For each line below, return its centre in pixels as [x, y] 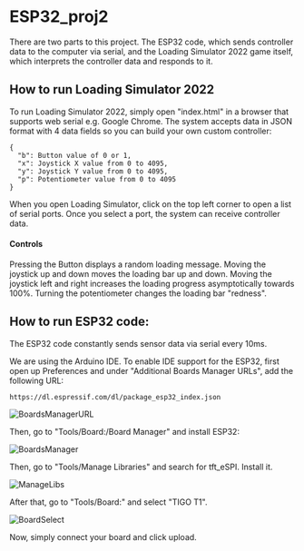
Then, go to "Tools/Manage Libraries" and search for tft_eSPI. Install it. [141, 467]
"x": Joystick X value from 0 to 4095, [93, 163]
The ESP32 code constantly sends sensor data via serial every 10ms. [138, 343]
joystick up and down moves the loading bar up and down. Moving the [141, 273]
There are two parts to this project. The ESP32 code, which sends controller [152, 42]
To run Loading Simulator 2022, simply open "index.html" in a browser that [149, 112]
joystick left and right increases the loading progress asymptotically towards [152, 283]
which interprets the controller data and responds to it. [111, 61]
